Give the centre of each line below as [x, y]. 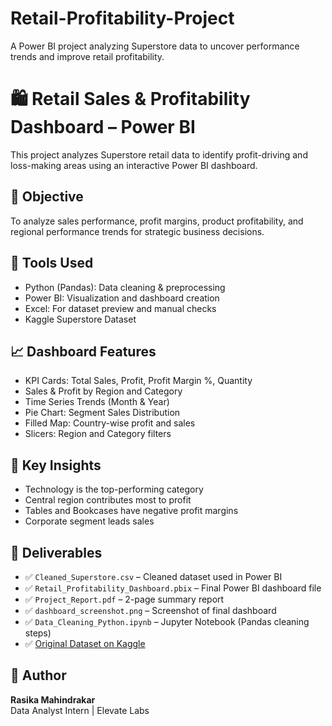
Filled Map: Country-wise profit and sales [110, 423]
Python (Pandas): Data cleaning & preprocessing [125, 287]
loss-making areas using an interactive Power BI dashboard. [134, 165]
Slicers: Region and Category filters [98, 434]
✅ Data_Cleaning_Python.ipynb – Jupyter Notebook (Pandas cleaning [167, 621]
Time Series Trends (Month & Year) [97, 402]
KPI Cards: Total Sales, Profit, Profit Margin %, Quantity [138, 381]
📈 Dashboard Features [83, 351]
